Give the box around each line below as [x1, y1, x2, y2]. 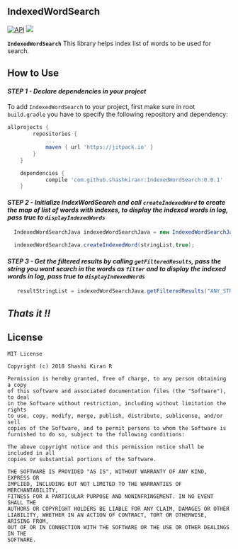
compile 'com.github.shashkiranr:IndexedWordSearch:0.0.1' [45, 176, 223, 183]
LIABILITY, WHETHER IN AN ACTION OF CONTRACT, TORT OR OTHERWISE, [7, 511, 208, 519]
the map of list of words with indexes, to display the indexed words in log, [7, 205, 229, 214]
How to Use [7, 67, 59, 79]
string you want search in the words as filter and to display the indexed [7, 264, 227, 273]
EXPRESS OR [7, 474, 40, 481]
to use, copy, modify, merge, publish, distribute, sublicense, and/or [7, 412, 223, 419]
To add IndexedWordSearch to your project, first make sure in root [7, 103, 195, 111]
